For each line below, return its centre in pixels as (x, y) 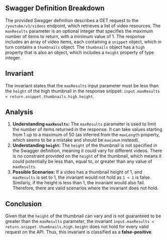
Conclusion (24, 204)
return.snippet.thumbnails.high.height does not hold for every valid (77, 227)
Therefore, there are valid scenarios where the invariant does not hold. (85, 188)
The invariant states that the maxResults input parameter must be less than (82, 85)
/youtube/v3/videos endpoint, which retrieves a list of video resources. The (83, 26)
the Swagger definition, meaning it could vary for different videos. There (87, 151)
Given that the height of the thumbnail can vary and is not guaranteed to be (83, 216)
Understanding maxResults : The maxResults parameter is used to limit (84, 124)
